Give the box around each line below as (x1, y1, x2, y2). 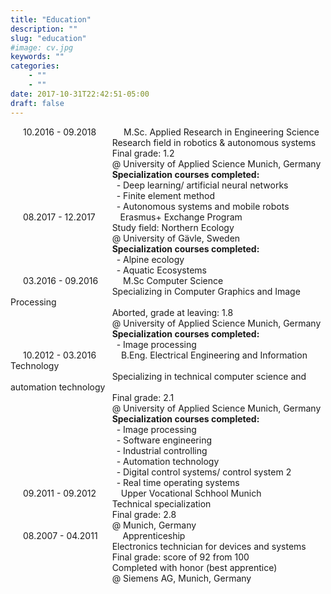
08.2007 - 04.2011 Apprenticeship (23, 529, 186, 541)
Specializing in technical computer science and (111, 370, 307, 382)
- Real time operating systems (116, 476, 240, 488)
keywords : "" (10, 52, 65, 62)
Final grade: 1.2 (111, 147, 175, 159)
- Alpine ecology (116, 253, 185, 265)
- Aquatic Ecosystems (116, 264, 207, 276)
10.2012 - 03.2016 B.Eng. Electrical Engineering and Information (23, 349, 308, 361)
